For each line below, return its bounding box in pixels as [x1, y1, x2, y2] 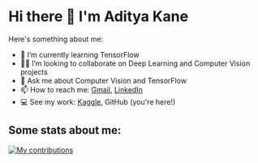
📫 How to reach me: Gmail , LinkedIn [19, 84, 144, 94]
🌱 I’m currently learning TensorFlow [19, 49, 140, 59]
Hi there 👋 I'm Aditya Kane [8, 7, 189, 26]
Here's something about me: [8, 34, 104, 44]
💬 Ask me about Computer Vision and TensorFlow [19, 75, 187, 85]
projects [19, 66, 49, 76]
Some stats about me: [8, 123, 122, 137]
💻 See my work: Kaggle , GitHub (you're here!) [19, 97, 176, 106]
